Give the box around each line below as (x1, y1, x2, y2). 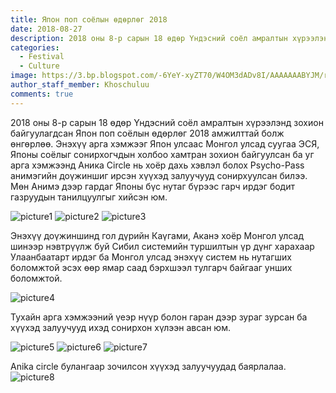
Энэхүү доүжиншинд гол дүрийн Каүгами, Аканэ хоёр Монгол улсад (10, 229, 304, 241)
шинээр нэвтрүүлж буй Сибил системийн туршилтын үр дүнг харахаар (10, 240, 315, 252)
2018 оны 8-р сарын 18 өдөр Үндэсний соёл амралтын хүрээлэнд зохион (10, 116, 324, 128)
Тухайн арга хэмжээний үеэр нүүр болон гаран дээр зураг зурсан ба (10, 311, 308, 323)
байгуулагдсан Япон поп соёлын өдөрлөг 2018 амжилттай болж (10, 127, 285, 139)
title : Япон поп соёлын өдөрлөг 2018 (10, 14, 168, 25)
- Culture (19, 61, 60, 71)
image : (10, 71, 38, 81)
